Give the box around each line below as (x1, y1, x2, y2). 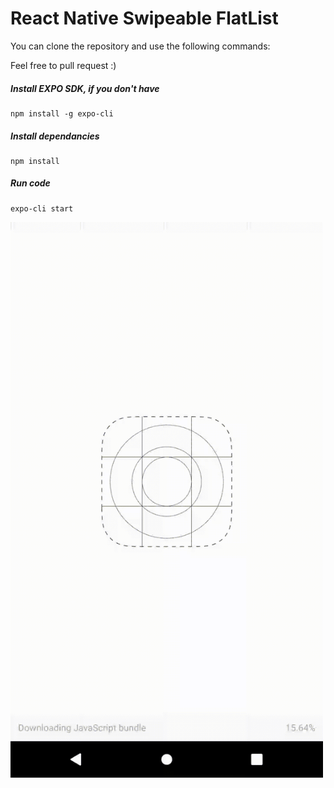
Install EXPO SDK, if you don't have (10, 82, 160, 94)
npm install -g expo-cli (10, 108, 114, 119)
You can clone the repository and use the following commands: (10, 40, 271, 52)
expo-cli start (10, 203, 74, 214)
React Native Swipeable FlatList (10, 7, 279, 30)
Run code (10, 177, 51, 189)
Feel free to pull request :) (10, 59, 117, 71)
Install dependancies (10, 130, 100, 142)
